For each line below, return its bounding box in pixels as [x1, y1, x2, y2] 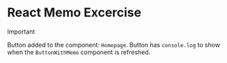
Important [7, 27, 35, 36]
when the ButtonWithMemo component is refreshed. [7, 48, 151, 56]
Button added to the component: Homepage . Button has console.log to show [7, 40, 220, 49]
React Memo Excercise [7, 5, 142, 21]
